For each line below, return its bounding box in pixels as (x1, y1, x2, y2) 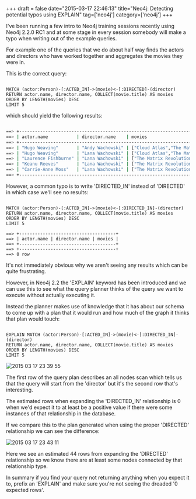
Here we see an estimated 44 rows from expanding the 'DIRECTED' (6, 450, 168, 457)
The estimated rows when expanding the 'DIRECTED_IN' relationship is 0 (6, 397, 181, 404)
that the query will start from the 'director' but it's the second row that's (6, 380, 178, 387)
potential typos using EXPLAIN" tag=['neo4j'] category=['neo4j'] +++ (6, 11, 173, 18)
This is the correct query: (6, 70, 67, 77)
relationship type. (6, 462, 48, 470)
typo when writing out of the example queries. (6, 35, 117, 42)
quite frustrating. (6, 267, 47, 274)
